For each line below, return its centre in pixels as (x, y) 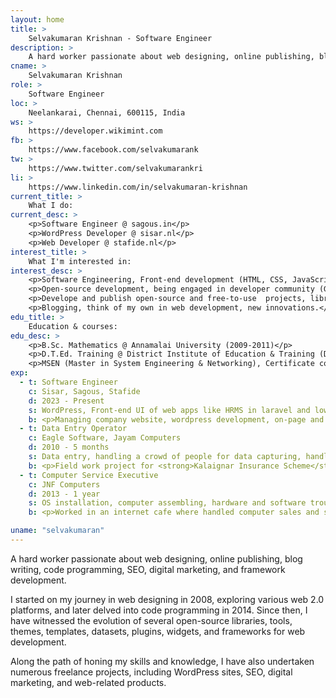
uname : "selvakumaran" (57, 531)
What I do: (51, 206)
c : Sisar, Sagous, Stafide (84, 391)
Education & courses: (73, 326)
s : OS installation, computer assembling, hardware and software (167, 503)
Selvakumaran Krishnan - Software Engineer (120, 38)
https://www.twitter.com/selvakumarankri (115, 168)
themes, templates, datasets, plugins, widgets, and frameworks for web (158, 631)
